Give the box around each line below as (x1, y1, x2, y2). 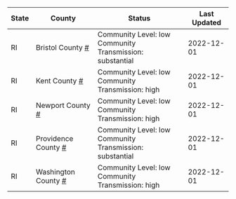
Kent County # (35, 76, 84, 85)
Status (128, 13, 151, 23)
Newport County (35, 101, 91, 110)
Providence (35, 134, 74, 143)
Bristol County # (35, 43, 89, 52)
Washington (35, 167, 76, 177)
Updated (192, 18, 221, 27)
